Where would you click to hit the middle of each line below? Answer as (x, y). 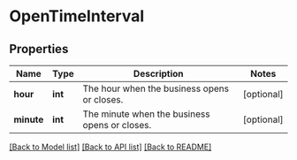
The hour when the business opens (156, 88)
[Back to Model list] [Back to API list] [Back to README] (110, 147)
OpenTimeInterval (77, 16)
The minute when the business (146, 114)
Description (158, 74)
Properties (39, 49)
